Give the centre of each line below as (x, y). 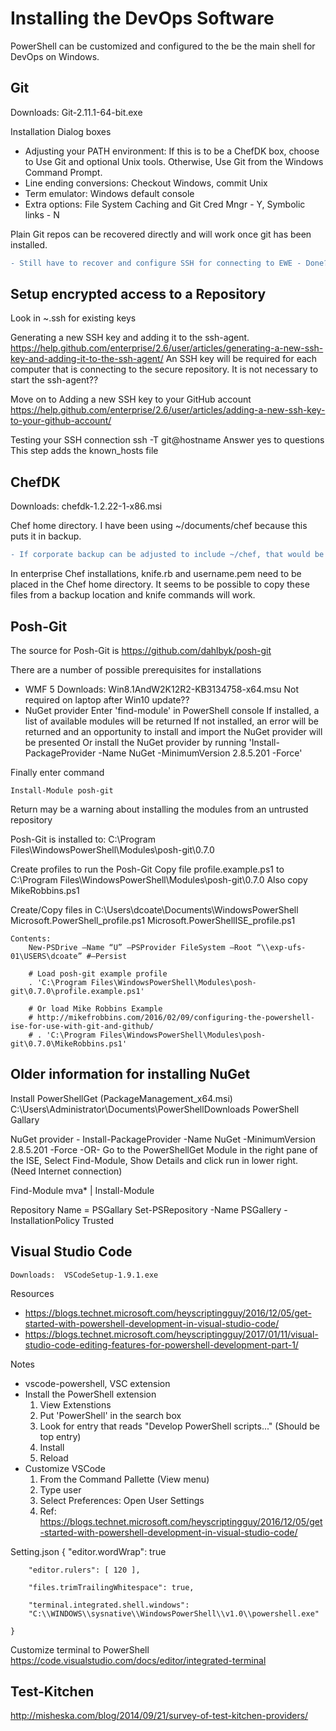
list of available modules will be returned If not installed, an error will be (171, 721)
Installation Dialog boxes (61, 131)
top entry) (60, 1436)
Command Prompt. (63, 172)
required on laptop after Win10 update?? (107, 699)
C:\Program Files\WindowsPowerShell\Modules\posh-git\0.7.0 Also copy (159, 879)
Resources (32, 1293)
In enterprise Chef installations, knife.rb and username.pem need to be (156, 574)
